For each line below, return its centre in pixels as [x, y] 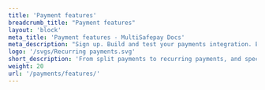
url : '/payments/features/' [54, 74]
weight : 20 [26, 67]
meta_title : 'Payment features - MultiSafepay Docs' [97, 37]
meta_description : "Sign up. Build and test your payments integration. [130, 45]
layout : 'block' [35, 30]
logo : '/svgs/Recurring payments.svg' [72, 52]
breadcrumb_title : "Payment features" [72, 23]
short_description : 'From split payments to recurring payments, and [125, 59]
